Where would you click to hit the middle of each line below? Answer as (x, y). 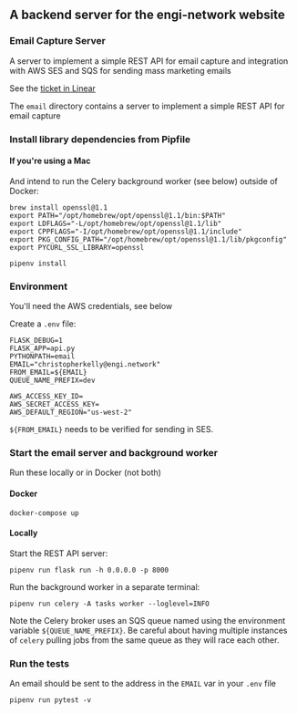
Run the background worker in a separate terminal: (105, 586)
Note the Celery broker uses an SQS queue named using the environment (147, 620)
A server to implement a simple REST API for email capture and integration (149, 61)
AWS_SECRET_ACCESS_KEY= (55, 405)
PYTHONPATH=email (42, 357)
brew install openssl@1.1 (58, 207)
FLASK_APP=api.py (42, 349)
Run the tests (40, 663)
